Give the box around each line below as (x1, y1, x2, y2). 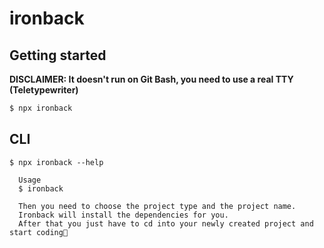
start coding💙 (9, 227, 69, 237)
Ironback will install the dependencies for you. (18, 210, 229, 220)
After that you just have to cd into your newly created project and (18, 218, 314, 229)
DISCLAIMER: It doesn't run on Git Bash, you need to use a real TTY (9, 73, 294, 85)
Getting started (9, 47, 107, 64)
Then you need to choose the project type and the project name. (18, 201, 297, 211)
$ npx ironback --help (9, 157, 104, 167)
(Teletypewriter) (9, 84, 79, 96)
